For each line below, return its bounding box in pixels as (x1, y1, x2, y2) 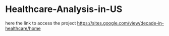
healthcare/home (5, 25, 41, 31)
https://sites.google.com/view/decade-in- (77, 20, 164, 26)
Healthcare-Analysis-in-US (5, 3, 123, 15)
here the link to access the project (5, 20, 76, 26)
